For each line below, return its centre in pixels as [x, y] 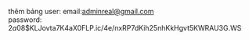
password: [25, 20]
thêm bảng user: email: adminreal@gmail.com [81, 11]
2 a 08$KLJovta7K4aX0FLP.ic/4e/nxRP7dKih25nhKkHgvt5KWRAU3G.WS [125, 28]
